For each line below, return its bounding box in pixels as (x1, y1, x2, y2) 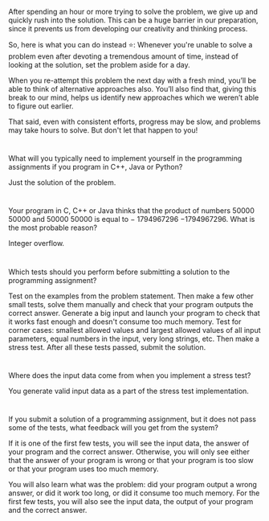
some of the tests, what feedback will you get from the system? (8, 422, 218, 433)
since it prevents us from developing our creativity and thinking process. (8, 24, 248, 33)
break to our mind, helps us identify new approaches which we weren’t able (8, 92, 259, 102)
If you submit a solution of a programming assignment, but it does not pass (8, 414, 257, 424)
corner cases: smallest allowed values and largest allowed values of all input (8, 325, 261, 334)
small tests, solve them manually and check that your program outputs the (8, 299, 254, 309)
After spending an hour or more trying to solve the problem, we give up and (8, 7, 259, 16)
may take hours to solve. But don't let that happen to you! (8, 125, 198, 135)
